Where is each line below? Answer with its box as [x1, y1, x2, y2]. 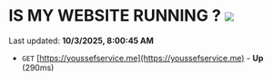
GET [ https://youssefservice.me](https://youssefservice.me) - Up [21, 52, 264, 63]
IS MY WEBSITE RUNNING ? [8, 5, 222, 26]
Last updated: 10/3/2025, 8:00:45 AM [8, 35, 154, 46]
